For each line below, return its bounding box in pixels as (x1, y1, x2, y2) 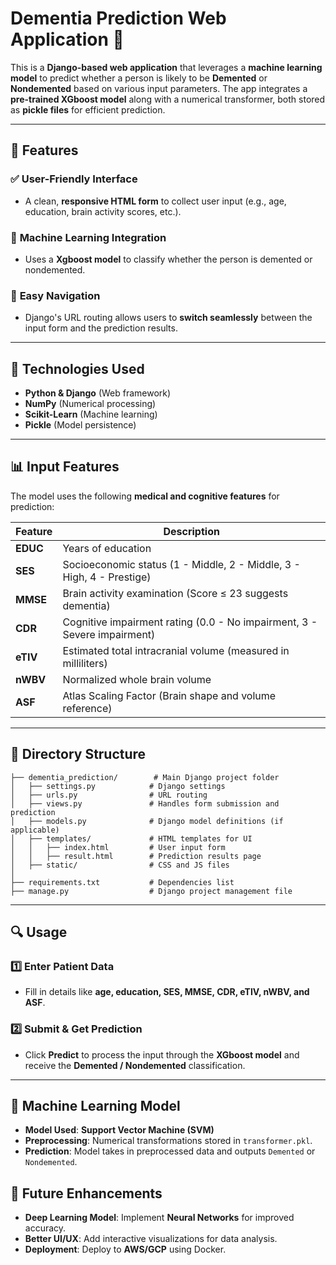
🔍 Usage (10, 924, 68, 941)
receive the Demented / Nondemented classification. (24, 1059, 246, 1071)
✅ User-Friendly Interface (10, 172, 138, 186)
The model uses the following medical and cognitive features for (10, 490, 280, 502)
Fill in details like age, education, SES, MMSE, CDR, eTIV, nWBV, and (24, 986, 310, 998)
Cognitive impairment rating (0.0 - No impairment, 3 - (62, 615, 318, 629)
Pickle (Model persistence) (24, 419, 137, 431)
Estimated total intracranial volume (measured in (62, 643, 290, 657)
